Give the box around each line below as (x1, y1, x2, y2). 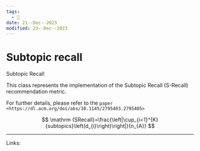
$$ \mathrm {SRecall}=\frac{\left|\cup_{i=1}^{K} (41, 116, 159, 123)
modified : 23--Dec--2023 (6, 25, 68, 31)
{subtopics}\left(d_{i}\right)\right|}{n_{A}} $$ (45, 123, 155, 130)
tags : (6, 8, 20, 15)
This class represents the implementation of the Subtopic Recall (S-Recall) (6, 82, 189, 89)
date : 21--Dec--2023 (6, 20, 58, 25)
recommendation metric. (6, 88, 67, 95)
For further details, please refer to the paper (6, 99, 113, 107)
